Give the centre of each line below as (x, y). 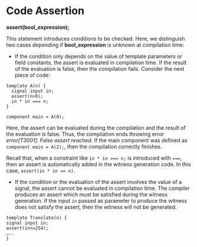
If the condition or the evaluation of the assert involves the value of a (98, 182)
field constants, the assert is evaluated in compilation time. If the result (101, 62)
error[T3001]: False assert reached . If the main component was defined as (97, 140)
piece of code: (32, 75)
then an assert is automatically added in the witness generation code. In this (98, 164)
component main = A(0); (35, 117)
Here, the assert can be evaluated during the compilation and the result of (96, 127)
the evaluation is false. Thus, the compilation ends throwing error (85, 134)
